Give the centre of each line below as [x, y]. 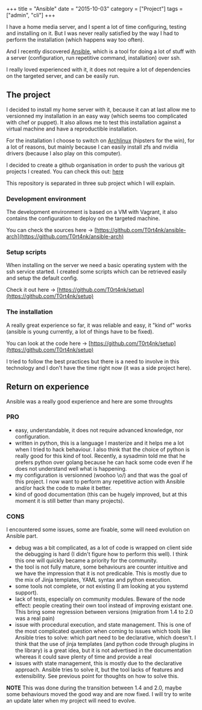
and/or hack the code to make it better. [63, 488]
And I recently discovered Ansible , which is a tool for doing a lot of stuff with [101, 51]
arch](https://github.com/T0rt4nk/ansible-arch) [65, 237]
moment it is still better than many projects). [70, 500]
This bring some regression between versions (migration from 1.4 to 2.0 [104, 612]
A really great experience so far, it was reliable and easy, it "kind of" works [99, 325]
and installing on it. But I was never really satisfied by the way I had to [93, 33]
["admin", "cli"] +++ [31, 15]
